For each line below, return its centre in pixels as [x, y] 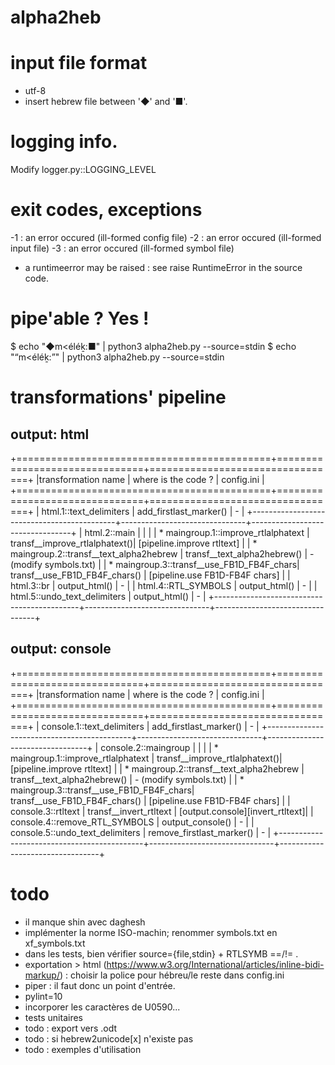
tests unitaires [53, 1017]
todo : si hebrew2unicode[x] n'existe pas [109, 1038]
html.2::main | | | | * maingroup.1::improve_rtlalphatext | [197, 532]
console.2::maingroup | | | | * [159, 747]
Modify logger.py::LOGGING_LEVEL [83, 170]
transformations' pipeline [118, 397]
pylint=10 [43, 996]
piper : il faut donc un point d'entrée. [100, 985]
